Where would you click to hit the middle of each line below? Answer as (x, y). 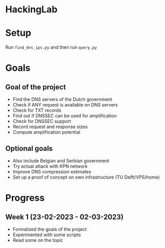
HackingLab (32, 10)
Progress (25, 198)
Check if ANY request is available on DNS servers (65, 105)
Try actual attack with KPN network (50, 166)
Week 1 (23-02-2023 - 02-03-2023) (65, 217)
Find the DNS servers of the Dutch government (63, 99)
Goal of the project (36, 87)
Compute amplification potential (46, 132)
